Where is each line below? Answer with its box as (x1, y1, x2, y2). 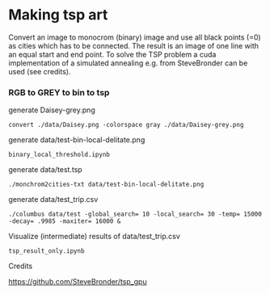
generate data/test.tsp (8, 165, 82, 174)
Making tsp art (8, 6, 108, 24)
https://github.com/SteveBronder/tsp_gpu (8, 277, 147, 287)
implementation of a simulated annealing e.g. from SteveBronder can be (8, 58, 248, 68)
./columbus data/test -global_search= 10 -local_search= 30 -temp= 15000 (8, 210, 263, 219)
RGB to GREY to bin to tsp (8, 86, 110, 98)
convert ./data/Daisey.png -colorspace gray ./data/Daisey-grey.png (8, 121, 244, 129)
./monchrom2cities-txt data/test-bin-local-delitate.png (8, 180, 205, 189)
